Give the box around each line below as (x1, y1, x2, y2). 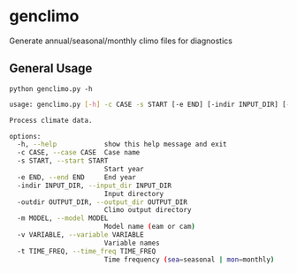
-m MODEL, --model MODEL (17, 214, 109, 223)
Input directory (103, 189, 164, 198)
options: (9, 132, 42, 140)
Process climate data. (9, 116, 93, 125)
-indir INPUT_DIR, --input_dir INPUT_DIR (17, 181, 172, 190)
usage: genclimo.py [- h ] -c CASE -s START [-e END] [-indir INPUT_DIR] (9, 100, 278, 109)
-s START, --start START (17, 156, 109, 165)
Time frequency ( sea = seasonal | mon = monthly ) (103, 254, 275, 264)
